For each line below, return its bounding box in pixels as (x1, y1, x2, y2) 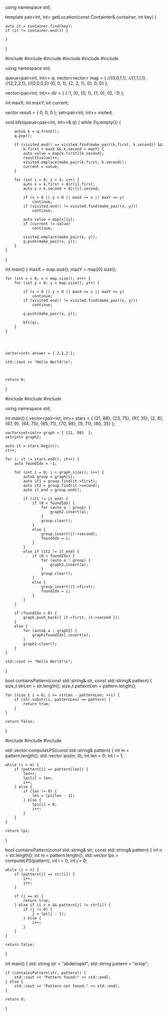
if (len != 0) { (23, 789, 57, 794)
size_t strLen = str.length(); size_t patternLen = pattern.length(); (5, 683, 136, 689)
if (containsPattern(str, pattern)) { (5, 970, 86, 975)
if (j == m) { (14, 894, 44, 899)
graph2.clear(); (23, 641, 57, 646)
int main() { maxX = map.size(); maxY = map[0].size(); (5, 266, 117, 272)
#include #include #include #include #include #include (5, 55, 119, 61)
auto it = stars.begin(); (5, 443, 59, 448)
